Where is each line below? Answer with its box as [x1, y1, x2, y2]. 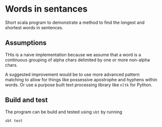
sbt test [5, 118, 23, 123]
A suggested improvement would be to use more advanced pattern [5, 72, 140, 77]
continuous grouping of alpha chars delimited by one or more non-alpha [5, 57, 150, 63]
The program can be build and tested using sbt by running [5, 109, 122, 115]
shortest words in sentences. [5, 24, 63, 30]
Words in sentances [5, 3, 88, 15]
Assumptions [5, 39, 47, 47]
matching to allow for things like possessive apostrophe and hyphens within [5, 76, 158, 82]
